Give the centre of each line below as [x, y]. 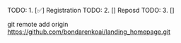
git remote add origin [38, 24]
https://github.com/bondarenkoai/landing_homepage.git [89, 32]
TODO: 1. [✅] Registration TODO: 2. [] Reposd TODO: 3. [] [91, 10]
